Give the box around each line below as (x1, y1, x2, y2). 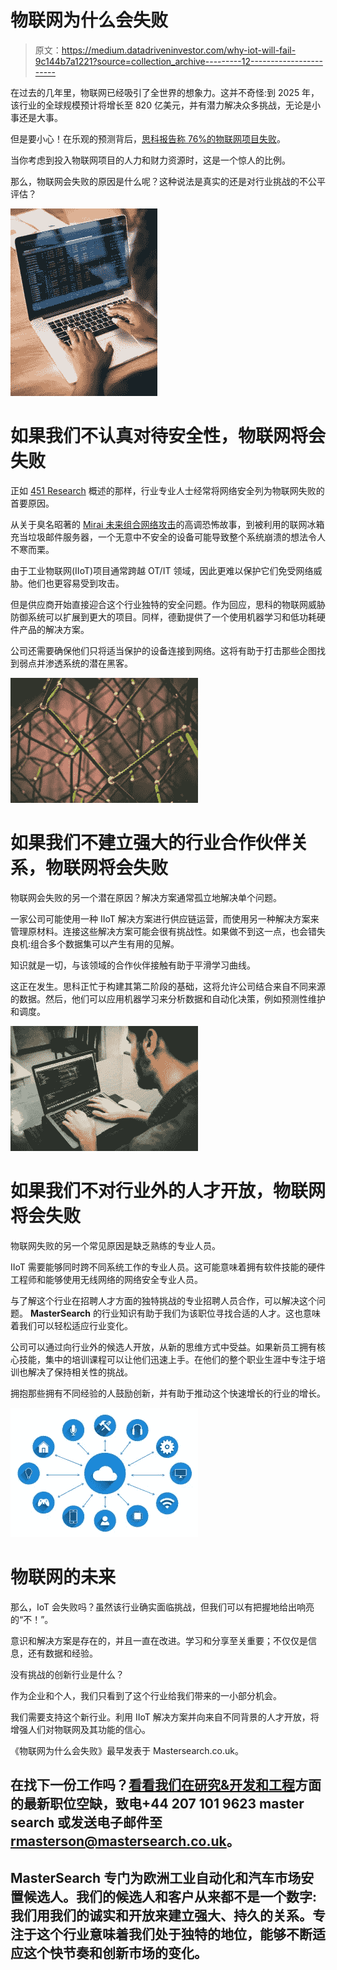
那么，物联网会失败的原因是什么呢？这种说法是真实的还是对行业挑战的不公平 (10, 175, 326, 187)
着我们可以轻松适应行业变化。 (10, 1319, 133, 1331)
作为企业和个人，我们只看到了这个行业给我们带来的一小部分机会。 (10, 1689, 282, 1701)
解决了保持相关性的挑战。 (27, 1366, 133, 1378)
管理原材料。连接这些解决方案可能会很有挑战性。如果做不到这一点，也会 (10, 925, 308, 937)
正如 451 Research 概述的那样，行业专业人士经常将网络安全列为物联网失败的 (10, 484, 325, 496)
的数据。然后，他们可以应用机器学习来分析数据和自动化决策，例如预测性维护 (10, 992, 326, 1005)
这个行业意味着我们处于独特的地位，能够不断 (36, 1926, 313, 1943)
